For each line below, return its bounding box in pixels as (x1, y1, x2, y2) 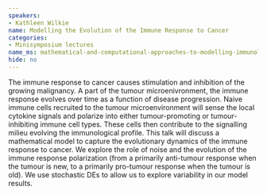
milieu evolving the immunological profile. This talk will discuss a (8, 127, 220, 137)
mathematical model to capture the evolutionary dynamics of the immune (8, 136, 248, 146)
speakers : (8, 11, 41, 20)
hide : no (8, 56, 37, 64)
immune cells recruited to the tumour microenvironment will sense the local (8, 102, 255, 112)
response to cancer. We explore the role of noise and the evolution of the (8, 144, 248, 154)
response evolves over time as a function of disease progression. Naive (8, 94, 243, 104)
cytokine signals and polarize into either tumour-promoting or (8, 111, 209, 120)
